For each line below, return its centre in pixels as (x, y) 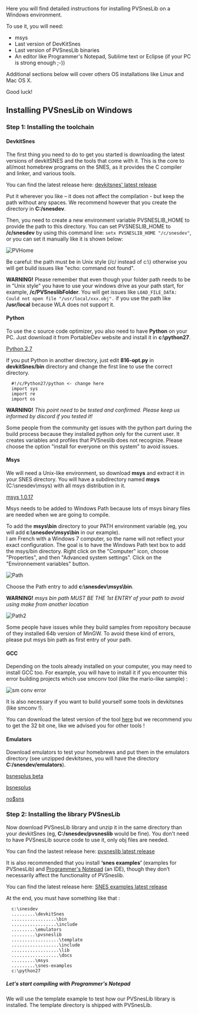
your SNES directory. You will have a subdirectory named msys (83, 479)
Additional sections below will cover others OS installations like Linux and (95, 74)
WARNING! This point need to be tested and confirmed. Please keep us (93, 410)
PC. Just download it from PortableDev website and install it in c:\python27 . (98, 337)
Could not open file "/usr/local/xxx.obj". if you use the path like (88, 298)
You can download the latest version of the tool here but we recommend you (99, 720)
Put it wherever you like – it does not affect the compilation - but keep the (95, 196)
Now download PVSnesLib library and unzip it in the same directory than (94, 827)
